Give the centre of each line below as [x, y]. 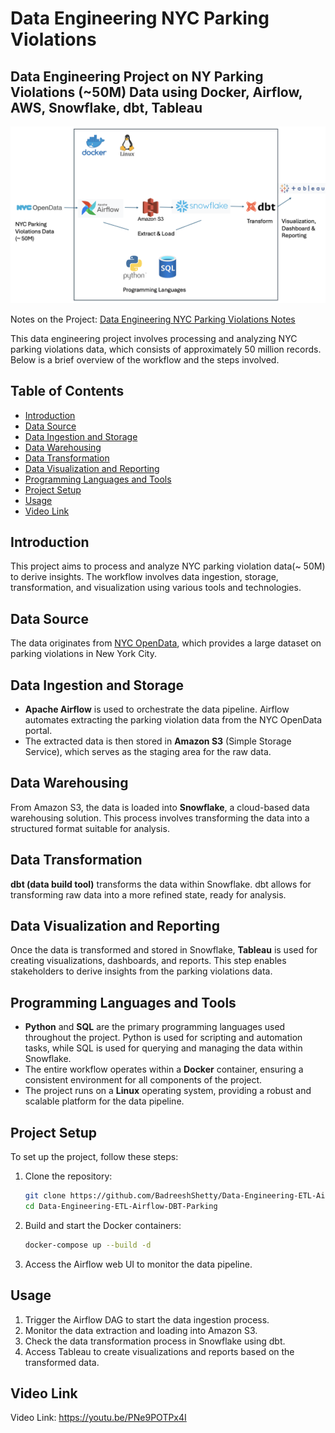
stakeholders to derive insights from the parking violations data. [141, 971]
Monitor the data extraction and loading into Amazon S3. [141, 1330]
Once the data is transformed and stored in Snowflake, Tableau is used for [164, 950]
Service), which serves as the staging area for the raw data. [148, 752]
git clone [45, 1196]
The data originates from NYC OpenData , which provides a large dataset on [166, 643]
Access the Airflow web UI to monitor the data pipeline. [138, 1264]
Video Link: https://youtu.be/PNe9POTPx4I [98, 1418]
